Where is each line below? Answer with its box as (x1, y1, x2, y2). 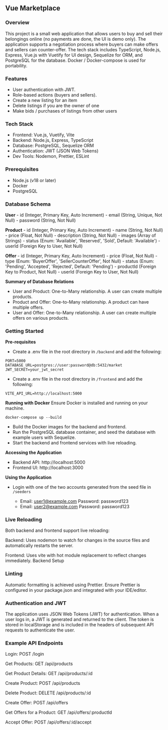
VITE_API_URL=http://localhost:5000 (5, 391, 82, 396)
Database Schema (5, 201, 51, 208)
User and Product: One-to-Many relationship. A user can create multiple (12, 288, 162, 294)
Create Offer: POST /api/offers (5, 700, 68, 706)
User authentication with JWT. (12, 86, 75, 93)
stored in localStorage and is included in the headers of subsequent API (5, 622, 154, 628)
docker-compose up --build (5, 415, 62, 420)
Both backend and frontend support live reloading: (5, 527, 110, 533)
